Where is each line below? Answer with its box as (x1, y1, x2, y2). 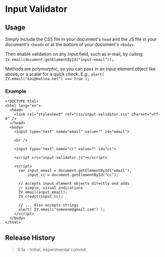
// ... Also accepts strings (18, 203, 79, 208)
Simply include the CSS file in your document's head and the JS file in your (5, 36, 157, 42)
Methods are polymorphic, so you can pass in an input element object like (5, 66, 156, 72)
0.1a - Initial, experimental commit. (17, 247, 88, 253)
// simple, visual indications (18, 185, 83, 191)
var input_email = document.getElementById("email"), (18, 168, 132, 173)
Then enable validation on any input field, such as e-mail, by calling (5, 51, 143, 57)
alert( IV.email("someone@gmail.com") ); (18, 207, 106, 212)
